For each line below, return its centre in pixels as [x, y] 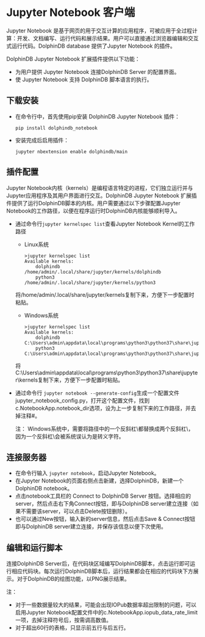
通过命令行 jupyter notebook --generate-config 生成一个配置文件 [97, 393]
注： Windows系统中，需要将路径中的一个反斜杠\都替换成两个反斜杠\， [104, 429]
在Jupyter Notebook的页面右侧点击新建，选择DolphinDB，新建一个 [99, 481]
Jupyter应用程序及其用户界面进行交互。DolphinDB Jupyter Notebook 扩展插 [102, 195]
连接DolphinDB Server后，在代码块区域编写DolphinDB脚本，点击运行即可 [98, 564]
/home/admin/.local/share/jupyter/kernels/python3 [90, 282]
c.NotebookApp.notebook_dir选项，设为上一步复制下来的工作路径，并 [103, 408]
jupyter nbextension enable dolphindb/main [71, 151]
